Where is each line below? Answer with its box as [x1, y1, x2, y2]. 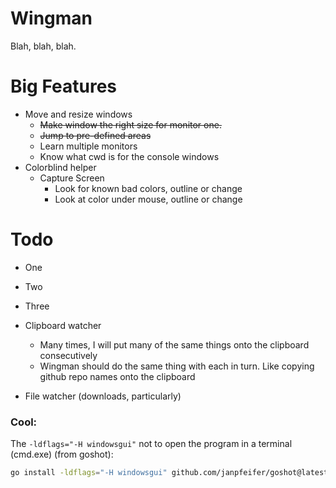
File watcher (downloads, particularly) [24, 390, 182, 402]
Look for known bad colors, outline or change [54, 182, 243, 194]
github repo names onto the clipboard [39, 370, 196, 382]
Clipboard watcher [24, 319, 102, 331]
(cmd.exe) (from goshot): [10, 448, 114, 461]
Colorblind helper [24, 161, 97, 173]
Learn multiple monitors [39, 140, 138, 152]
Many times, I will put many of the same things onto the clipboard [39, 338, 310, 351]
